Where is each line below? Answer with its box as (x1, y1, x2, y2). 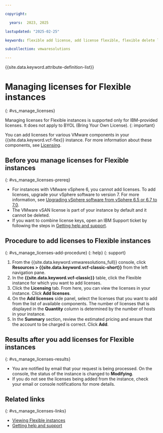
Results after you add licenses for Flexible (5, 335, 134, 344)
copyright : (5, 11, 27, 16)
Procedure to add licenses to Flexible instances (5, 237, 151, 245)
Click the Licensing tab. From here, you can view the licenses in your (12, 285, 150, 291)
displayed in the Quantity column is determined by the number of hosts (12, 306, 155, 312)
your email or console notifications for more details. (12, 381, 115, 387)
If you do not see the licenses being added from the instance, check (12, 376, 149, 382)
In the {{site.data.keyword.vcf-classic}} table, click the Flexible (12, 275, 142, 280)
